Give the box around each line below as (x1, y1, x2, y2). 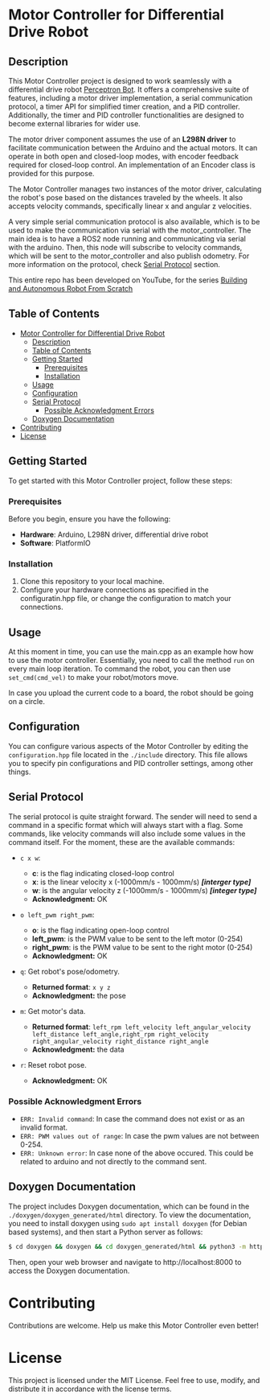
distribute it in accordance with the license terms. (8, 1384, 172, 1394)
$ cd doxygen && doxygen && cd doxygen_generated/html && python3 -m (8, 1242, 247, 1250)
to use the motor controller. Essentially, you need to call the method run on (8, 656, 255, 665)
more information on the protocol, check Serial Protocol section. (8, 260, 221, 269)
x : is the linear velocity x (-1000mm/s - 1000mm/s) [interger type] (31, 877, 252, 887)
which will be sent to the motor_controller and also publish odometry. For (8, 251, 250, 261)
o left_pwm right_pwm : (19, 909, 95, 919)
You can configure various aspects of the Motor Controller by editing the (8, 741, 249, 751)
